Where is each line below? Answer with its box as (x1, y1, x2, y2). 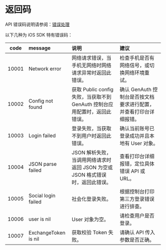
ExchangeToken (28, 229, 66, 236)
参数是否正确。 (119, 236, 155, 243)
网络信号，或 (119, 62, 150, 69)
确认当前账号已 (119, 125, 155, 132)
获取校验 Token (71, 229, 107, 236)
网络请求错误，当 (71, 54, 112, 61)
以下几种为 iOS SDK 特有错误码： (5, 32, 73, 38)
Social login (28, 192, 56, 199)
